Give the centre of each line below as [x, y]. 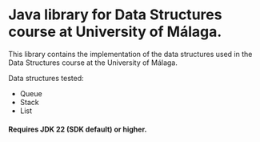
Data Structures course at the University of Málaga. [93, 63]
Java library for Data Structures [115, 15]
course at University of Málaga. [115, 32]
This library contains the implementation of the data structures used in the [130, 54]
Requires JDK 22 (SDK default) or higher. [78, 129]
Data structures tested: [46, 78]
